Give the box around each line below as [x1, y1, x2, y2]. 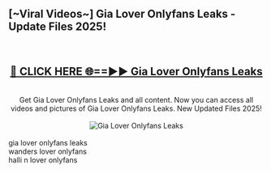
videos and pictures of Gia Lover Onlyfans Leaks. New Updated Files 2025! [11, 103, 262, 113]
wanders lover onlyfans [8, 146, 88, 156]
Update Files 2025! [8, 20, 107, 34]
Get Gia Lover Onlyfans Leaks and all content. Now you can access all [19, 95, 254, 104]
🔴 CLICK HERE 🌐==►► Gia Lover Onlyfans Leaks [10, 65, 263, 78]
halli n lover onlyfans [8, 154, 78, 165]
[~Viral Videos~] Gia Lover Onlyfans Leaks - [8, 7, 236, 21]
